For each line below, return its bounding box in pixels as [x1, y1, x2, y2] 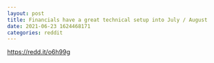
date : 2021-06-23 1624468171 [7, 23, 91, 29]
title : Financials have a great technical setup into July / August [7, 16, 208, 23]
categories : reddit [7, 29, 63, 36]
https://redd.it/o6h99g [7, 48, 71, 56]
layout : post [7, 10, 45, 17]
